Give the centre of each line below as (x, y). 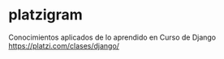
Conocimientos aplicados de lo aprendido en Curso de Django (112, 37)
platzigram (45, 15)
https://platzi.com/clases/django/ (64, 45)
